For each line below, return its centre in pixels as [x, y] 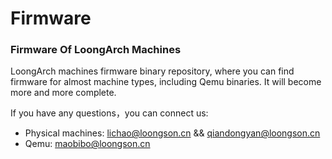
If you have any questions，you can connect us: [109, 113]
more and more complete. [63, 93]
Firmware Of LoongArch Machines [96, 50]
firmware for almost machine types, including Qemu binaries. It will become [166, 82]
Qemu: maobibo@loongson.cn [87, 144]
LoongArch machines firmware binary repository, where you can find [152, 71]
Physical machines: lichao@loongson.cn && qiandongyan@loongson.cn [172, 133]
